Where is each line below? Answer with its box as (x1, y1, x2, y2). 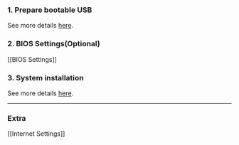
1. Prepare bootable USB (7, 5, 92, 15)
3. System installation (7, 72, 84, 82)
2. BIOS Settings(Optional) (7, 39, 101, 49)
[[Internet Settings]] (7, 129, 65, 138)
